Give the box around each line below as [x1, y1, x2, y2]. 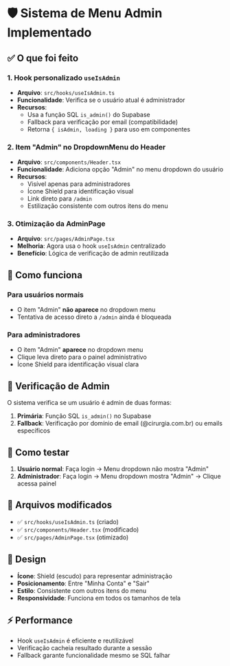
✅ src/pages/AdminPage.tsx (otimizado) [16, 533, 129, 541]
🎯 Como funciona [7, 269, 82, 281]
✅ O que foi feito [7, 52, 79, 64]
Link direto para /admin [27, 194, 93, 203]
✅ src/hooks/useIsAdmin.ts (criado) [16, 517, 119, 525]
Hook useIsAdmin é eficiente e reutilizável [16, 636, 134, 645]
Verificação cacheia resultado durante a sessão [16, 643, 152, 652]
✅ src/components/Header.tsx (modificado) [16, 525, 139, 534]
